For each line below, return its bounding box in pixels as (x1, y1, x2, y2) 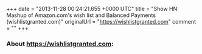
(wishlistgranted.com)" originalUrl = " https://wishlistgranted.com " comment (6, 18, 197, 25)
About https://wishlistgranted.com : (6, 39, 114, 48)
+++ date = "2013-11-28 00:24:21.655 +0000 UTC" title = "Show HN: (6, 5, 179, 12)
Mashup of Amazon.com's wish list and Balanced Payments (6, 12, 156, 19)
